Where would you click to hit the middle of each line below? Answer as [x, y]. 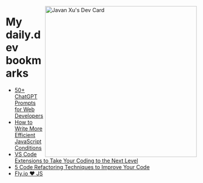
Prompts [25, 103]
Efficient [25, 135]
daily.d [23, 35]
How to [23, 122]
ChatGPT [26, 96]
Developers [29, 115]
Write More [28, 128]
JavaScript [28, 141]
